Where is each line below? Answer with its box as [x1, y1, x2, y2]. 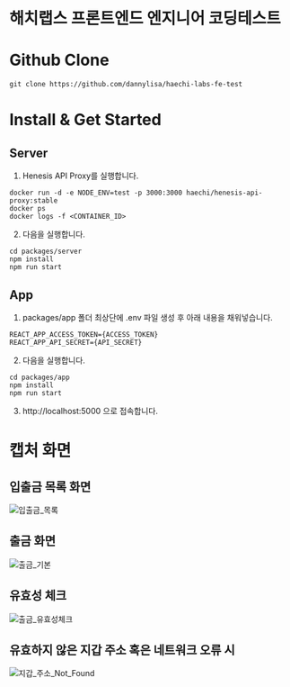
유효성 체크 [9, 588, 67, 603]
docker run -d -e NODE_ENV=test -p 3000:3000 [9, 188, 182, 198]
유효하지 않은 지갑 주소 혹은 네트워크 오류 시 [9, 642, 235, 657]
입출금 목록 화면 [9, 479, 92, 494]
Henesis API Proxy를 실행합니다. [22, 170, 139, 181]
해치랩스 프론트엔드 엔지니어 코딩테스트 [9, 8, 281, 29]
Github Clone [9, 50, 110, 70]
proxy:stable [9, 196, 58, 205]
